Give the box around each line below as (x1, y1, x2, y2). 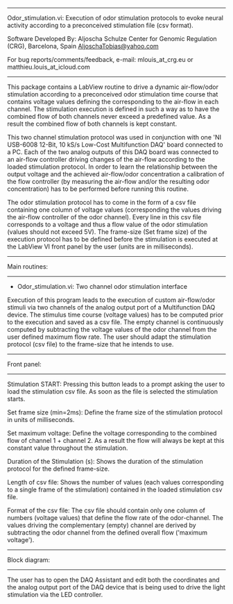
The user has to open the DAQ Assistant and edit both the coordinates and (7, 576, 220, 584)
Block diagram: (7, 556, 51, 564)
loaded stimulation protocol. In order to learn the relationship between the (7, 162, 218, 171)
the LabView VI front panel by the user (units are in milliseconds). (7, 242, 193, 251)
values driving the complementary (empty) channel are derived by (7, 521, 196, 529)
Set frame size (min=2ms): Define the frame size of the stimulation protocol (7, 408, 223, 417)
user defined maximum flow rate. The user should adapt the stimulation (7, 333, 212, 341)
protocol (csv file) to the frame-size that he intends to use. (7, 340, 174, 348)
